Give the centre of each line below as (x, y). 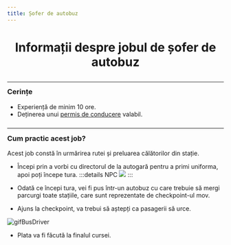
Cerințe (20, 92)
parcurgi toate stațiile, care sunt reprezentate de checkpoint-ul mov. (113, 196)
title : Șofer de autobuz (43, 13)
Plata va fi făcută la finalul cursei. (64, 235)
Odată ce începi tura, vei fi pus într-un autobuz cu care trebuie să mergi (118, 188)
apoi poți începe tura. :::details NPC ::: (75, 175)
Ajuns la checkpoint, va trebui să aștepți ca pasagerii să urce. (104, 209)
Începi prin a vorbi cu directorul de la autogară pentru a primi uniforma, (118, 167)
